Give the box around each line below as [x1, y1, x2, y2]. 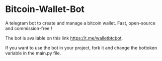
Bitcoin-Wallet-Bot [5, 3, 85, 15]
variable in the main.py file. [5, 50, 61, 56]
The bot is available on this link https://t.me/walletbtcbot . [5, 35, 123, 41]
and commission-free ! [5, 25, 52, 31]
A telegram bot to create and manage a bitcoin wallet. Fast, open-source [5, 20, 156, 26]
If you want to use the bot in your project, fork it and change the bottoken [5, 44, 157, 50]
